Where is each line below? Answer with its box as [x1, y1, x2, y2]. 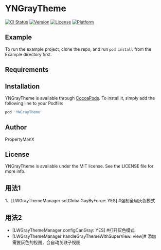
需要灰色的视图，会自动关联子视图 [12, 240, 81, 246]
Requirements [5, 65, 49, 74]
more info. [5, 168, 26, 174]
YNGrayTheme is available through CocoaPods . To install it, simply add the [5, 95, 155, 101]
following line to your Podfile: [5, 100, 64, 106]
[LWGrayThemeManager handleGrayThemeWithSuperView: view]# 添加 [12, 233, 157, 239]
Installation [5, 82, 40, 90]
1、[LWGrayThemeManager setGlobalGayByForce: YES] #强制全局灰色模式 [5, 198, 156, 204]
